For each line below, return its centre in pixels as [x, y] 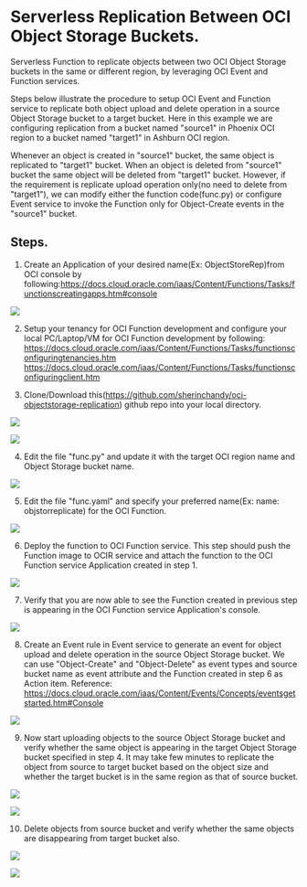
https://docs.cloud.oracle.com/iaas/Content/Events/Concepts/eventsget [159, 693]
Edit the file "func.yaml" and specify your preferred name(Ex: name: [151, 501]
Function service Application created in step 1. [111, 565]
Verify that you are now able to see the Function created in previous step [160, 600]
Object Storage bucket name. [79, 466]
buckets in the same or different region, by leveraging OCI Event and [139, 71]
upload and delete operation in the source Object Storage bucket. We [154, 654]
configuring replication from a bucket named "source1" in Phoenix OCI [143, 128]
